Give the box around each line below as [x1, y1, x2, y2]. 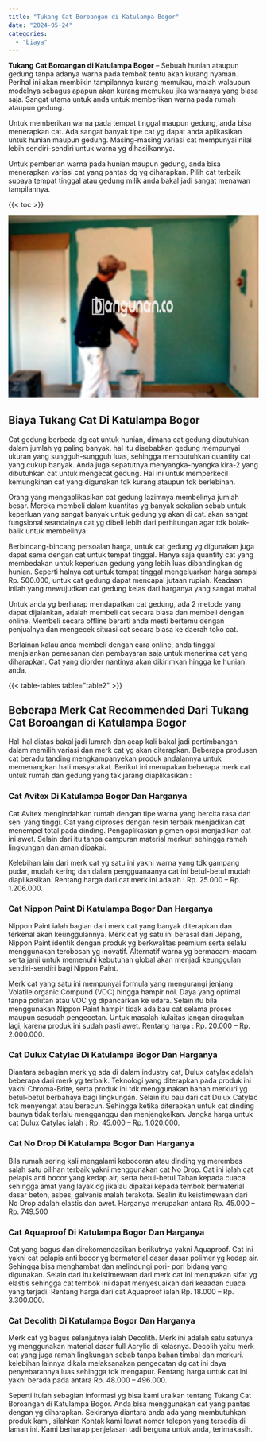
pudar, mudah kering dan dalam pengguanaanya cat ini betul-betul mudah [8, 866, 251, 876]
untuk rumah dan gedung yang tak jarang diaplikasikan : [8, 771, 192, 781]
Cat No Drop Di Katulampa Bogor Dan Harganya [8, 1138, 195, 1149]
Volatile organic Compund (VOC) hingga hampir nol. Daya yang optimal [8, 987, 241, 997]
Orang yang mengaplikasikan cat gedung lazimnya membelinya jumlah [8, 492, 240, 502]
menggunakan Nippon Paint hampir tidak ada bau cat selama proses [8, 1004, 232, 1014]
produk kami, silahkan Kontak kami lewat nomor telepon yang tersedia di [8, 1416, 246, 1426]
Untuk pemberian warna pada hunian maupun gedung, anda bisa [8, 159, 221, 169]
